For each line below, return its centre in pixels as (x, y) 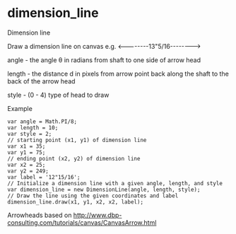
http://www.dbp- (98, 215)
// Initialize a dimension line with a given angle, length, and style (115, 183)
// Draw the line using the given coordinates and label (93, 196)
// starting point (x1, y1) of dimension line (77, 140)
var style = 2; (30, 134)
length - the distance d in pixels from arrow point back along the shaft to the (118, 74)
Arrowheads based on (40, 215)
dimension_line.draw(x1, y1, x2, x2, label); (75, 202)
